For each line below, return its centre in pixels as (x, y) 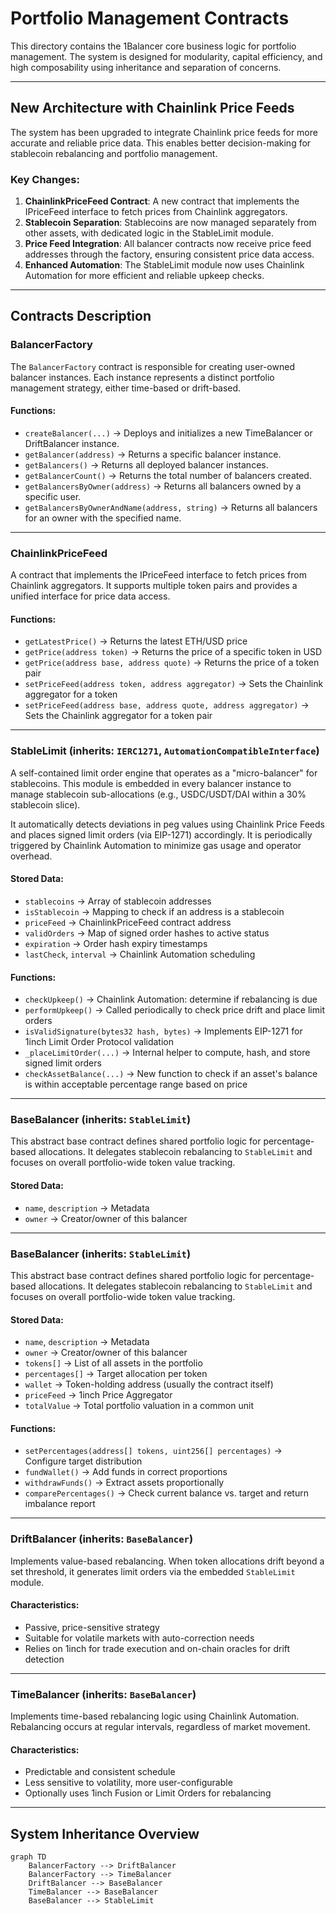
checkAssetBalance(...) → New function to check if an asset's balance (171, 1074)
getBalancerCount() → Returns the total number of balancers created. (168, 475)
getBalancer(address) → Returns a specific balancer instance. (153, 454)
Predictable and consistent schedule (100, 1772)
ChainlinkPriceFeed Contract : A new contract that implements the (162, 201)
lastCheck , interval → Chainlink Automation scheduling (140, 954)
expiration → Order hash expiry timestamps (116, 943)
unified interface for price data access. (90, 596)
